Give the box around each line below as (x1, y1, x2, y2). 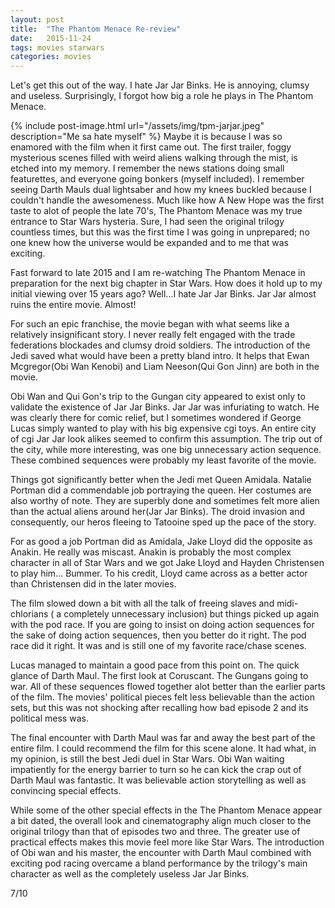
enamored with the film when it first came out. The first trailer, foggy (10, 141, 292, 153)
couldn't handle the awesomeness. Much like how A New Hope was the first (10, 194, 325, 206)
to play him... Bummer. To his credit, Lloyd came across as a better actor (10, 567, 308, 580)
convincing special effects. (10, 785, 122, 797)
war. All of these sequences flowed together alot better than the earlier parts (10, 681, 326, 693)
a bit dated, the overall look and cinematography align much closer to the (10, 815, 312, 827)
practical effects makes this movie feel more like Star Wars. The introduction (10, 836, 325, 848)
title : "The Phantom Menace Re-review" (10, 24, 182, 34)
